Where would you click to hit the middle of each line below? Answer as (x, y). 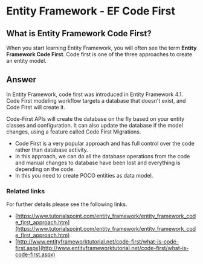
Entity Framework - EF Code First (91, 11)
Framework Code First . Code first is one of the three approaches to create (99, 54)
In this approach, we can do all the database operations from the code (102, 156)
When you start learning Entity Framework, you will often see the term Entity (101, 48)
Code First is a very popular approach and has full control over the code (105, 143)
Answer (21, 80)
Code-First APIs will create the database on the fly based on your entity (95, 118)
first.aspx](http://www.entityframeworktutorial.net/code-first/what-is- (102, 248)
